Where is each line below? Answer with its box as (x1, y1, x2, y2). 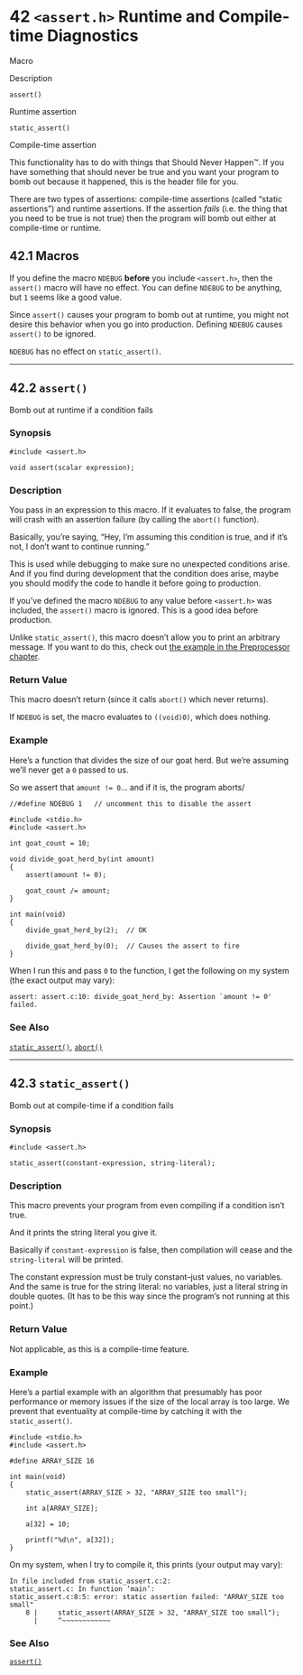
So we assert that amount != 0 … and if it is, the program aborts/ (9, 782, 245, 792)
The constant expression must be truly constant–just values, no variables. (9, 1272, 283, 1282)
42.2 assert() (9, 381, 88, 396)
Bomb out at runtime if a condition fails (9, 404, 153, 415)
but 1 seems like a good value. (9, 292, 123, 302)
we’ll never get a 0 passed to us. (9, 764, 129, 775)
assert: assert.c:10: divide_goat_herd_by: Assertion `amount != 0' (9, 992, 272, 1001)
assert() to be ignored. (9, 328, 96, 339)
